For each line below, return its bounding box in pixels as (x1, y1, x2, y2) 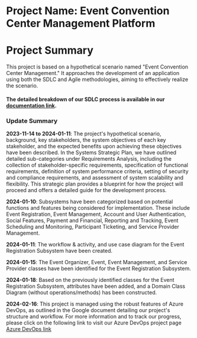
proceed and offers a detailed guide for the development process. (6, 187, 167, 194)
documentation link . (6, 102, 57, 109)
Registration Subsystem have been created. (6, 247, 113, 255)
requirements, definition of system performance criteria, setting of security (6, 168, 189, 175)
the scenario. (6, 82, 38, 89)
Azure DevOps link (6, 326, 52, 333)
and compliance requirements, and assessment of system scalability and (6, 174, 184, 181)
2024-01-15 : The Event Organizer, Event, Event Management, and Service (6, 259, 188, 266)
